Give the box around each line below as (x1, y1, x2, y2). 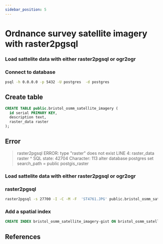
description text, (9, 115, 47, 120)
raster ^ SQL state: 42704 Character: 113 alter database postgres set (16, 155, 154, 161)
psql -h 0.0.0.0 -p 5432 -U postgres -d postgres (5, 80, 110, 85)
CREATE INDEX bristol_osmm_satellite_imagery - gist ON (5, 219, 116, 224)
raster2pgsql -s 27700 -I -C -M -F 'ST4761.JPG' (5, 197, 108, 202)
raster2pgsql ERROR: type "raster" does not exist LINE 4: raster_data (16, 150, 154, 156)
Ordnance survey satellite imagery (5, 28, 147, 39)
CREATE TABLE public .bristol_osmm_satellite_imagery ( (5, 106, 118, 111)
